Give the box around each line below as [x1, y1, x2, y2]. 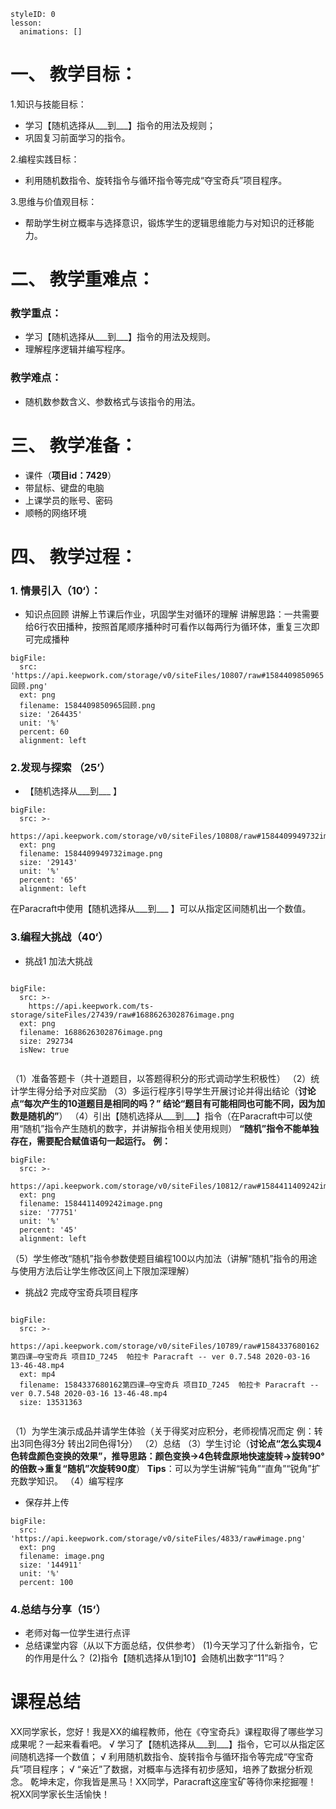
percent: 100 [19, 1577, 74, 1587]
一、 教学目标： [10, 63, 138, 86]
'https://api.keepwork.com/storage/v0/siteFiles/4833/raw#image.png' [10, 1533, 307, 1544]
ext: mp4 [19, 1369, 56, 1379]
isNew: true [19, 1045, 70, 1055]
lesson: [10, 18, 43, 28]
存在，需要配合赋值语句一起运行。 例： [10, 1135, 171, 1147]
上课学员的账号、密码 [24, 494, 113, 506]
